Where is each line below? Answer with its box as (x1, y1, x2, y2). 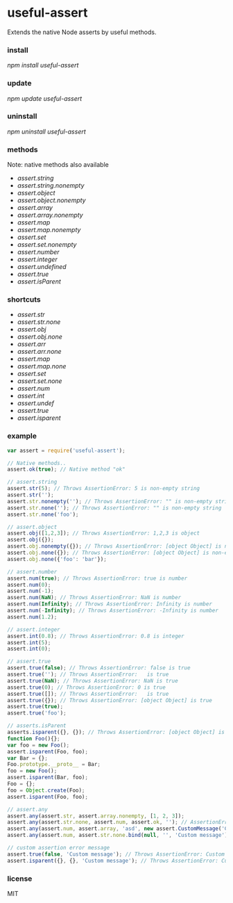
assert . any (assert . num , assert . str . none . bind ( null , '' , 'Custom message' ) (7, 832, 228, 839)
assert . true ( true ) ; (7, 703, 64, 710)
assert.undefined (17, 263, 67, 271)
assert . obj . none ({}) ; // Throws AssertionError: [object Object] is (7, 549, 209, 557)
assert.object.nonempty (17, 196, 86, 204)
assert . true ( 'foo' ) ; (7, 710, 67, 717)
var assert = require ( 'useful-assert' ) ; (7, 447, 126, 454)
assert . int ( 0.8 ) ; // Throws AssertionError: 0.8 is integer (7, 633, 185, 640)
